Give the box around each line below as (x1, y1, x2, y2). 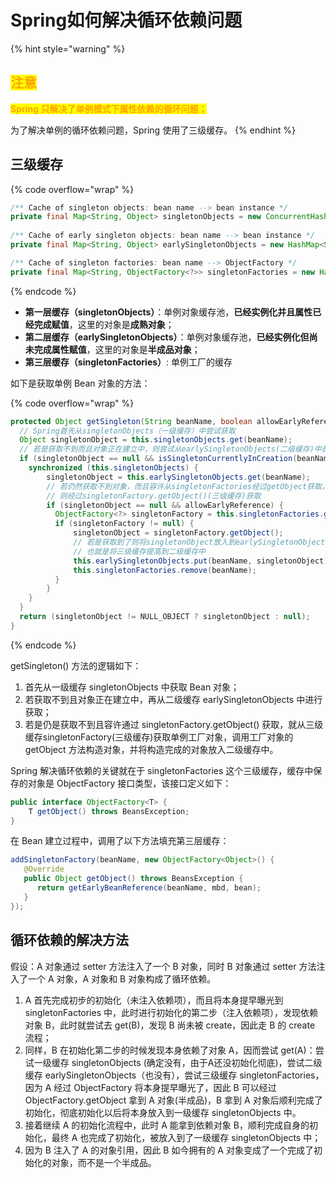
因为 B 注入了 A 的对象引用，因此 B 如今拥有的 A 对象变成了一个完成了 (24, 1144, 314, 1156)
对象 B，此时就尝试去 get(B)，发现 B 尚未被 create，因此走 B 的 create (24, 1019, 316, 1031)
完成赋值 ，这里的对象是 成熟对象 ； (33, 318, 175, 330)
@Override (23, 864, 65, 875)
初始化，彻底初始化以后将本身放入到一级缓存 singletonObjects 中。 (24, 1106, 302, 1118)
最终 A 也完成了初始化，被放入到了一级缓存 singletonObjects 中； (51, 1131, 322, 1143)
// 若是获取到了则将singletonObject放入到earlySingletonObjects (73, 537, 330, 548)
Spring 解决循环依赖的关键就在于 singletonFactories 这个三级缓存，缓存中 (10, 764, 314, 776)
